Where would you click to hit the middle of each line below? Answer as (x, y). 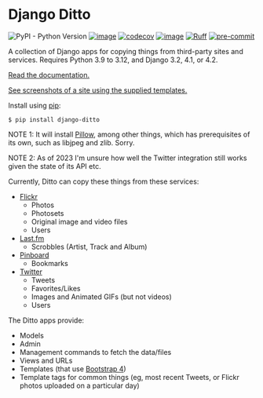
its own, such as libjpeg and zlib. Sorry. (71, 142)
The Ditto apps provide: (46, 320)
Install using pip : (35, 105)
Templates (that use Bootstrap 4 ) (73, 369)
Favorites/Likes (56, 288)
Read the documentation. (49, 75)
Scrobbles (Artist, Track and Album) (89, 246)
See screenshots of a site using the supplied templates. (98, 90)
